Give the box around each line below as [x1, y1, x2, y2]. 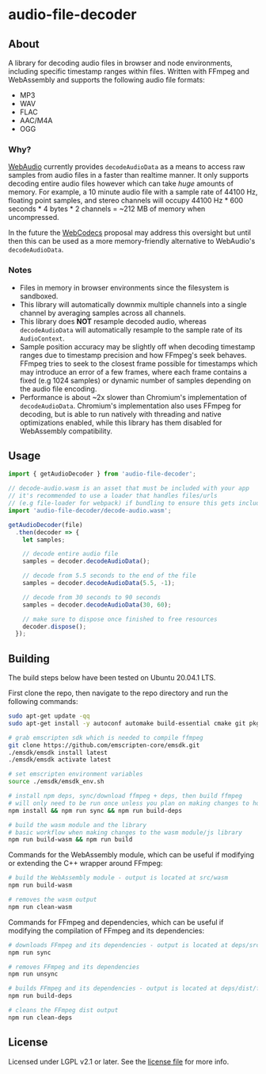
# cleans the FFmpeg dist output [8, 1007, 119, 1014]
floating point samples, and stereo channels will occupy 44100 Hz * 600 [8, 196, 244, 206]
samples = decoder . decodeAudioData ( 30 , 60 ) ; [22, 601, 172, 609]
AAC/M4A [19, 116, 53, 125]
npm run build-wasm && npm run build [8, 836, 133, 844]
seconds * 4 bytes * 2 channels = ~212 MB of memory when [8, 204, 206, 214]
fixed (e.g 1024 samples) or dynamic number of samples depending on [19, 375, 252, 385]
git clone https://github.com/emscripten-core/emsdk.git [8, 741, 200, 749]
